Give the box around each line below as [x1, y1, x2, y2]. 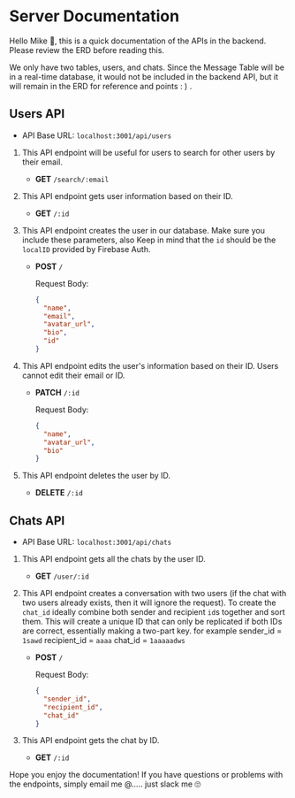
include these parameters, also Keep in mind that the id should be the [21, 234, 276, 245]
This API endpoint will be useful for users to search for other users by [21, 147, 276, 157]
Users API [9, 106, 65, 121]
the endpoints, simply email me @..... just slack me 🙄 [9, 779, 201, 789]
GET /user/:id [34, 571, 90, 581]
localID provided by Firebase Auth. [21, 243, 151, 254]
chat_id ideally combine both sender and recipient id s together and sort [21, 607, 285, 618]
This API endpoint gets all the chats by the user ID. [21, 554, 206, 564]
